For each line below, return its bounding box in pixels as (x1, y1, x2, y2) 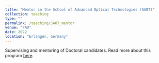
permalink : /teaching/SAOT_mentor (5, 20, 75, 26)
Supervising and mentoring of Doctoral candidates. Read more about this (5, 47, 151, 53)
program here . (5, 52, 34, 58)
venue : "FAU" (5, 25, 32, 30)
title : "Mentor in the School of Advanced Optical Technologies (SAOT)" (5, 7, 155, 12)
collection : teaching (5, 12, 49, 16)
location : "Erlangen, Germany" (5, 34, 68, 39)
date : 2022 (5, 30, 27, 34)
